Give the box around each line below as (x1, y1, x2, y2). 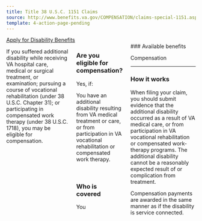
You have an (76, 91, 107, 99)
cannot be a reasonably (130, 159, 189, 166)
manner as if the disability (130, 202, 194, 210)
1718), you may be (6, 124, 51, 132)
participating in (6, 106, 44, 113)
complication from (130, 172, 176, 179)
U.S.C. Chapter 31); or (6, 99, 60, 106)
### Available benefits (130, 43, 186, 50)
